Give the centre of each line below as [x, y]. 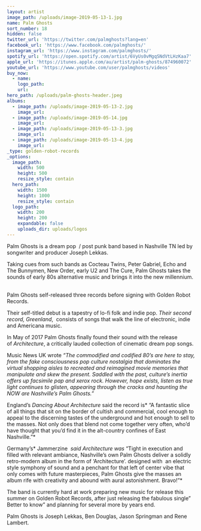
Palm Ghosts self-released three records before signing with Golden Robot [99, 295]
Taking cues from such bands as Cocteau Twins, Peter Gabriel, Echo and [97, 264]
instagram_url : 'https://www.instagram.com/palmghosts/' [79, 51]
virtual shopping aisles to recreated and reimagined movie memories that [98, 368]
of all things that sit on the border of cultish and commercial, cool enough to [100, 411]
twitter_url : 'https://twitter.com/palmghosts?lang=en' [78, 40]
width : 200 [31, 212]
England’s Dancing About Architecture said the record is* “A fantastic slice [98, 405]
